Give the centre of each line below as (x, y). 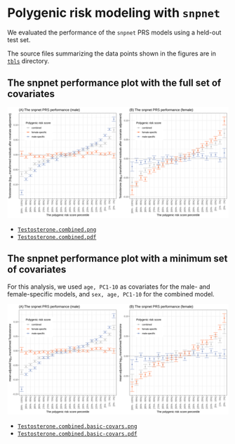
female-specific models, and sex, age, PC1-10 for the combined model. (111, 294)
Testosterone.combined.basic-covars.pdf (77, 433)
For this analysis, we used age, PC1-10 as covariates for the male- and (109, 287)
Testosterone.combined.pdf (57, 237)
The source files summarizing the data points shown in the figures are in (112, 53)
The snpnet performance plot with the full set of (114, 83)
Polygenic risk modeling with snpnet (114, 13)
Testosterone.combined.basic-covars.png (77, 426)
